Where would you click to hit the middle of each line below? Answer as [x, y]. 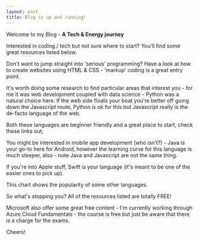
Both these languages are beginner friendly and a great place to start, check [99, 124]
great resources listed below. [42, 52]
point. [13, 76]
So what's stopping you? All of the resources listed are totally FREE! [89, 196]
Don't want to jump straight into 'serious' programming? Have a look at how [99, 64]
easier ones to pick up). [35, 173]
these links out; [25, 131]
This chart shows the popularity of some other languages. [77, 185]
